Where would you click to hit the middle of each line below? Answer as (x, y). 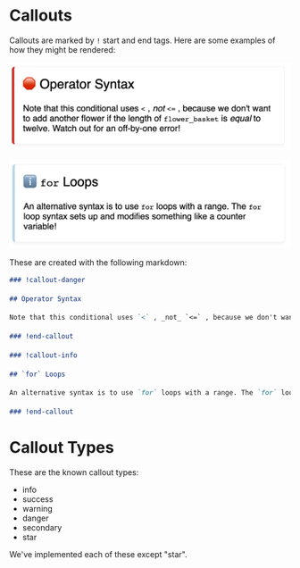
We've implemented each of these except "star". (98, 554)
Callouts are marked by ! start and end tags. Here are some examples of (142, 40)
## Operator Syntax (46, 299)
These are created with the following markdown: (98, 262)
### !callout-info (43, 355)
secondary (42, 527)
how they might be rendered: (62, 49)
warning (37, 508)
